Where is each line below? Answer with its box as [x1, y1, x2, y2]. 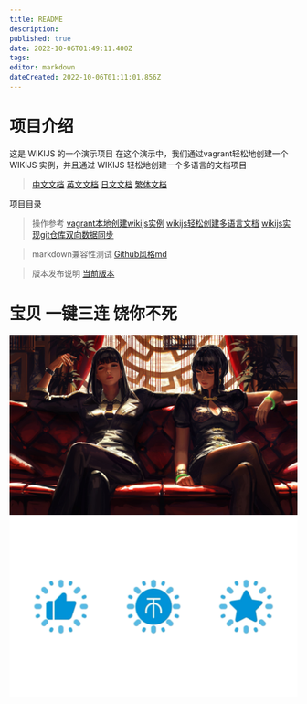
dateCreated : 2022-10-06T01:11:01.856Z [9, 73, 162, 82]
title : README [9, 15, 64, 24]
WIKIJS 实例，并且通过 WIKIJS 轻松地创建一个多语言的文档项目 [9, 159, 248, 170]
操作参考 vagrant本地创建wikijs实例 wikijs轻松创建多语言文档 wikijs [31, 218, 283, 229]
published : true [9, 34, 71, 43]
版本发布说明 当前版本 [31, 268, 115, 279]
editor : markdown [9, 63, 76, 72]
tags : [9, 53, 30, 63]
